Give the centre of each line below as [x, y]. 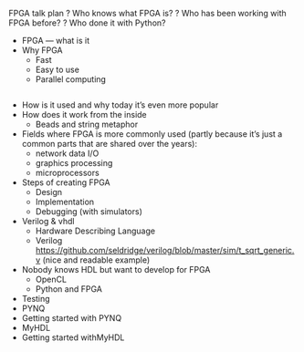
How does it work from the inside [84, 114]
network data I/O [67, 153]
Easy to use [57, 69]
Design [49, 192]
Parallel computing [71, 79]
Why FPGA [42, 50]
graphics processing [74, 163]
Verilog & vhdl [48, 221]
